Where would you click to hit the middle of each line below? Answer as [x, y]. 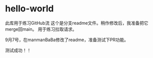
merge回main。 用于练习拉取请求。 [41, 29]
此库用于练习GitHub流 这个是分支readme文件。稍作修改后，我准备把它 [77, 23]
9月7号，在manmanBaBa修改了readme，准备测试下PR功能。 [67, 40]
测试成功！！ [18, 50]
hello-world [30, 9]
